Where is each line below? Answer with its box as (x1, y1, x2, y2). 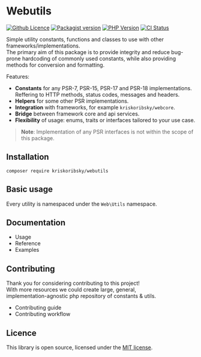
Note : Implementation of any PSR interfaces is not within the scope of (20, 128, 194, 135)
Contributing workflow (14, 311, 71, 318)
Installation (6, 152, 49, 162)
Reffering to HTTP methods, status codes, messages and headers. (14, 91, 180, 98)
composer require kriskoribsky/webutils (6, 168, 109, 174)
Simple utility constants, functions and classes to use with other (6, 35, 164, 43)
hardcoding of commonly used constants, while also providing (22, 55, 176, 62)
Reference (14, 240, 41, 247)
